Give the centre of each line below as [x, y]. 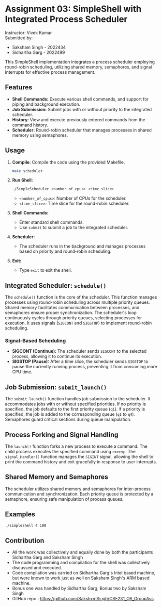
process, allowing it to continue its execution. [57, 356]
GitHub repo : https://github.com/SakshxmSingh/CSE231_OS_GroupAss [83, 599]
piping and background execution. [46, 104]
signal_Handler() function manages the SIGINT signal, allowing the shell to [79, 457]
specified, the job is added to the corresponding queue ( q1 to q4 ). [70, 414]
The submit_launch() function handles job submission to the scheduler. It [78, 399]
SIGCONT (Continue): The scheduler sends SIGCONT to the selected [79, 351]
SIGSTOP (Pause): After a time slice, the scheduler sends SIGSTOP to [80, 361]
